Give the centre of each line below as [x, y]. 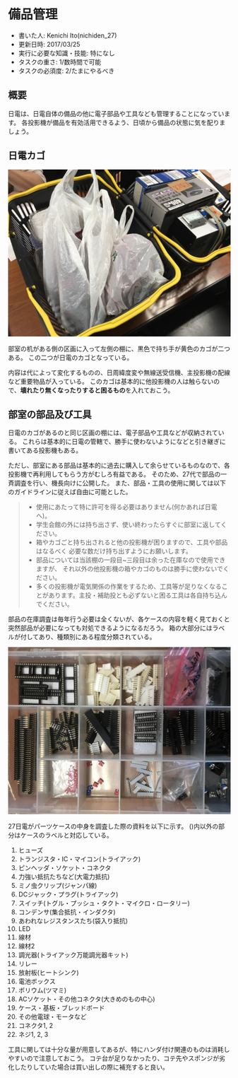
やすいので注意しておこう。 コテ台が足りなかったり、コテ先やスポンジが [114, 1058]
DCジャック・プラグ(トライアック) [68, 894]
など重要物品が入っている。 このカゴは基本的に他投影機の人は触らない [111, 381]
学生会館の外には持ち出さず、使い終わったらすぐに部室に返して [128, 525]
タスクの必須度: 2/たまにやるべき [66, 71]
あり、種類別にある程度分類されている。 [97, 637]
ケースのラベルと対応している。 [66, 836]
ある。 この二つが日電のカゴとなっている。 [71, 357]
